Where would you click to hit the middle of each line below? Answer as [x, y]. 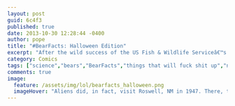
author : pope [26, 40]
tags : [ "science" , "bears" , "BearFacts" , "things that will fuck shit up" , [115, 66]
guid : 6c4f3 [24, 20]
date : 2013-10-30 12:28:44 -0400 [56, 33]
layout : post [26, 14]
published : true [31, 26]
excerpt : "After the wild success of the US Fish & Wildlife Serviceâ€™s [117, 53]
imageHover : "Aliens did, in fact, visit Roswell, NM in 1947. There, [119, 91]
